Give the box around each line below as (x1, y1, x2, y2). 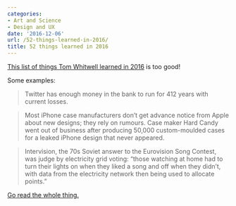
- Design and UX (7, 23, 55, 30)
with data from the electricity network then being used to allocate (24, 170, 215, 178)
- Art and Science (7, 17, 61, 24)
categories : (7, 10, 42, 18)
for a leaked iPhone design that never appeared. (24, 133, 165, 142)
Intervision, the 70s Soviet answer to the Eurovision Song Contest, (24, 147, 217, 155)
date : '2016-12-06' (7, 30, 65, 37)
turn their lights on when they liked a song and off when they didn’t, (24, 162, 221, 170)
